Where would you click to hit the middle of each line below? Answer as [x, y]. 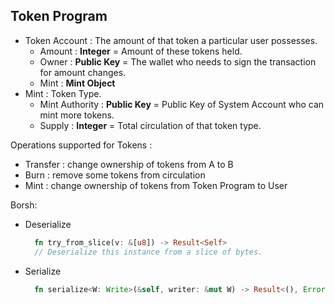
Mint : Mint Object [77, 83]
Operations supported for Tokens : [81, 145]
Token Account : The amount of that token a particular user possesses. [171, 40]
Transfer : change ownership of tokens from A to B [129, 164]
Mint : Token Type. [63, 93]
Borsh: [24, 205]
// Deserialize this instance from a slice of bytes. [148, 252]
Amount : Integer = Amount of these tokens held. [141, 51]
